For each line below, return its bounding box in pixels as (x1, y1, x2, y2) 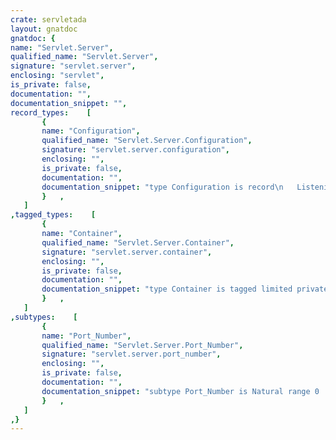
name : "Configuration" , (41, 126, 141, 136)
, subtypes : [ (10, 312, 78, 322)
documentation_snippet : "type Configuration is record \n (41, 182, 284, 192)
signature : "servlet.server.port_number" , (41, 349, 222, 360)
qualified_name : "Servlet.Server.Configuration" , (41, 136, 253, 146)
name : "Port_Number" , (41, 331, 132, 341)
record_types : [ (10, 107, 92, 118)
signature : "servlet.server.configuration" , (41, 145, 230, 155)
